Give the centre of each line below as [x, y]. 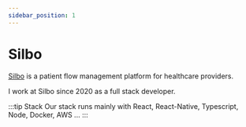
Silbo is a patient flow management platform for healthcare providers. [121, 76]
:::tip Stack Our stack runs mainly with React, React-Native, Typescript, [123, 106]
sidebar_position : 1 [42, 15]
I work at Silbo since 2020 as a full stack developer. [92, 91]
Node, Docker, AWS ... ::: [48, 114]
